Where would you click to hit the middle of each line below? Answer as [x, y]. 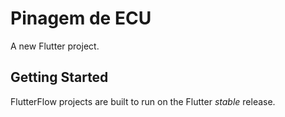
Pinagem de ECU [81, 18]
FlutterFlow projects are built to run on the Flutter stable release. [143, 101]
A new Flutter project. [55, 46]
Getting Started [59, 77]
